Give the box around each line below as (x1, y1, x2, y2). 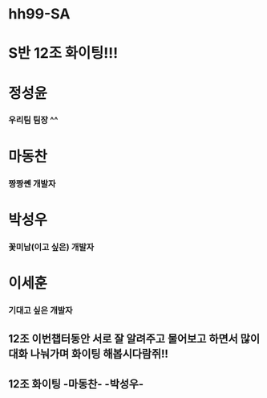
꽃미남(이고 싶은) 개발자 (8, 241, 95, 252)
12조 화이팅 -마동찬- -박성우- (8, 377, 144, 391)
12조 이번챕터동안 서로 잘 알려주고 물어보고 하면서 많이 (8, 332, 261, 346)
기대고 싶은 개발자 (8, 305, 74, 316)
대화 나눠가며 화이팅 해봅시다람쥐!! (8, 347, 168, 361)
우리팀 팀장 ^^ (8, 114, 59, 125)
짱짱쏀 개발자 (8, 178, 56, 189)
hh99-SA (8, 5, 71, 23)
